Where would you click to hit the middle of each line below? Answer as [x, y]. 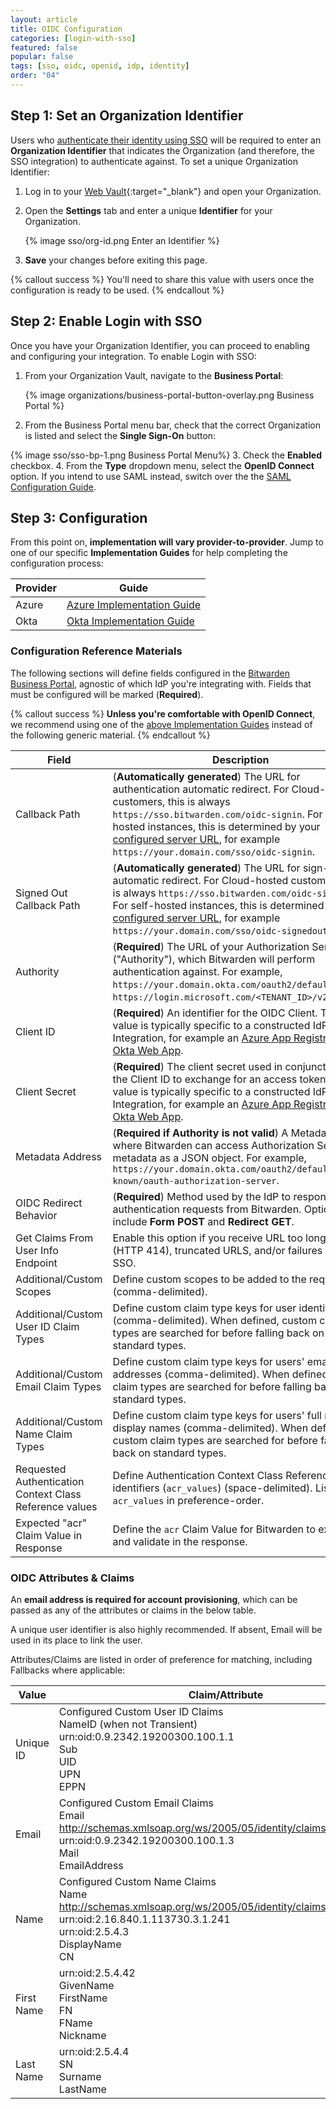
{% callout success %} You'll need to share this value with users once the [162, 279]
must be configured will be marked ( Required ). [107, 694]
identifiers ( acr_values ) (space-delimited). [212, 1488]
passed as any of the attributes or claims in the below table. [133, 1610]
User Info [37, 1250]
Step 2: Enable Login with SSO [106, 321]
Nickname [82, 2035]
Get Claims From [54, 1238]
